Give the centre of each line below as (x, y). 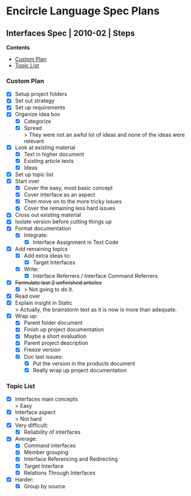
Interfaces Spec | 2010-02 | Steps (71, 33)
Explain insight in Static (44, 303)
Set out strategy (35, 101)
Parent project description (56, 343)
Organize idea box (37, 114)
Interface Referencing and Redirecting (71, 459)
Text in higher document (54, 154)
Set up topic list (34, 174)
